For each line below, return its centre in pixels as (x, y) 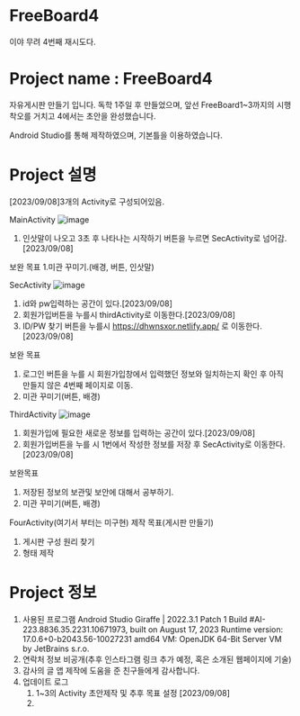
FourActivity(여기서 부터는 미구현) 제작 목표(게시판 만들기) (111, 522)
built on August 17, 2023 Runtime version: (207, 629)
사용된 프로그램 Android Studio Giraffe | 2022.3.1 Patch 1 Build (135, 619)
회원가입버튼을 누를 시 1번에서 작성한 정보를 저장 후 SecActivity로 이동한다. (154, 444)
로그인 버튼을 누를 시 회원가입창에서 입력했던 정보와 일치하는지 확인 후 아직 (153, 374)
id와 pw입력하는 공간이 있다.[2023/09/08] (97, 304)
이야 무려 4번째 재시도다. (53, 41)
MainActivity (32, 219)
